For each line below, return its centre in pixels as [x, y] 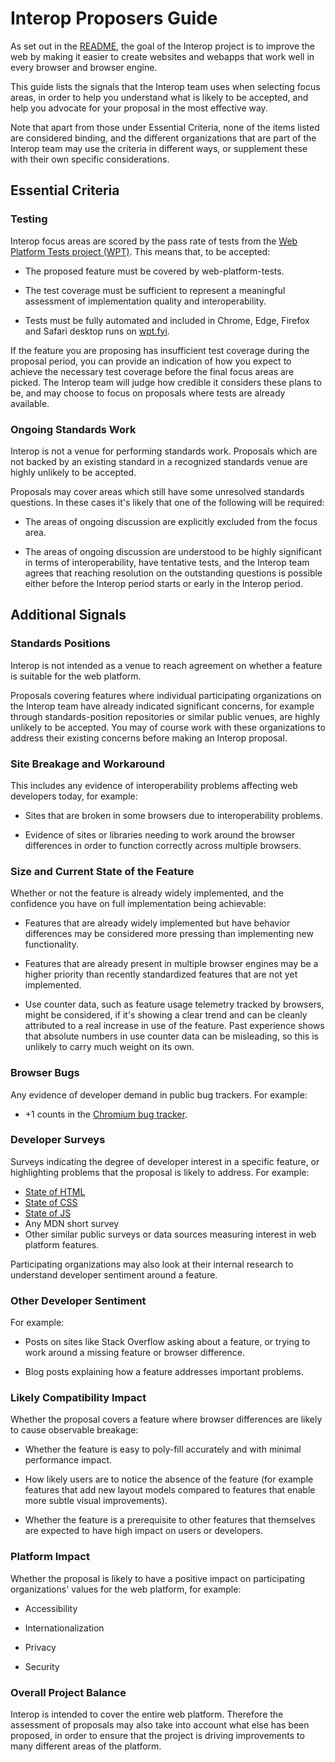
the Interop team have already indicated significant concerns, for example [162, 706]
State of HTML [55, 1191]
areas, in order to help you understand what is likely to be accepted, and [159, 97]
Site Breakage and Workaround [87, 764]
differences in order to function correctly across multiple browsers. [163, 845]
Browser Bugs [45, 1073]
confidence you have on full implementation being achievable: [138, 904]
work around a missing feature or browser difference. [134, 1353]
